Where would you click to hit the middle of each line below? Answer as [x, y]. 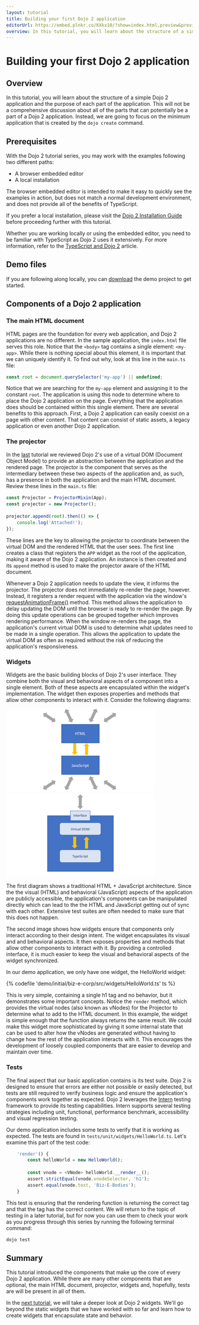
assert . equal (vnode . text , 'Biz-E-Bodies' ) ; [82, 1185]
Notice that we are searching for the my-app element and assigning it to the [97, 388]
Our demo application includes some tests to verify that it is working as [93, 1130]
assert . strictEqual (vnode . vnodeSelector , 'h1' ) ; [89, 1179]
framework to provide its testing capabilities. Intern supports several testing [98, 1105]
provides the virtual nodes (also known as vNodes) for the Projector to [92, 1008]
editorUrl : [20, 25]
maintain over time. [30, 1052]
